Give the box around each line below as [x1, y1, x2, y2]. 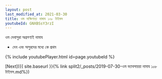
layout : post [5, 7, 32, 12]
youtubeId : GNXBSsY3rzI [5, 21, 54, 26]
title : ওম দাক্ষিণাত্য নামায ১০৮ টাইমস [5, 16, 63, 21]
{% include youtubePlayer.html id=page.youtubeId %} [5, 54, 115, 60]
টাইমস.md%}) [5, 69, 30, 75]
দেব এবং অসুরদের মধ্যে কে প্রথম [12, 44, 57, 50]
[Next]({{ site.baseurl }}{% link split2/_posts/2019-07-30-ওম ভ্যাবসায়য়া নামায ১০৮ [5, 63, 158, 69]
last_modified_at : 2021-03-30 [5, 12, 68, 17]
